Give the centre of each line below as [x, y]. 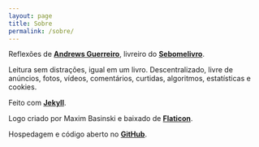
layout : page [30, 16]
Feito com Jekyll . [37, 103]
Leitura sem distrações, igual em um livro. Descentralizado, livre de [121, 70]
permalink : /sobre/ [41, 31]
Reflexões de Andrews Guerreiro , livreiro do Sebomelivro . [107, 54]
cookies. [23, 87]
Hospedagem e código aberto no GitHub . [78, 134]
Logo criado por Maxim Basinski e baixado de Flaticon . [101, 119]
